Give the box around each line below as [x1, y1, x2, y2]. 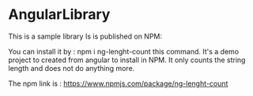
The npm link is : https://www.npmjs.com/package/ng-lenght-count [8, 79, 228, 88]
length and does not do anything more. [8, 63, 135, 72]
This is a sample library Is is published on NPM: [8, 31, 163, 41]
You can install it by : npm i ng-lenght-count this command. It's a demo [8, 46, 240, 56]
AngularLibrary [8, 6, 111, 24]
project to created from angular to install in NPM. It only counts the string [8, 55, 246, 65]
